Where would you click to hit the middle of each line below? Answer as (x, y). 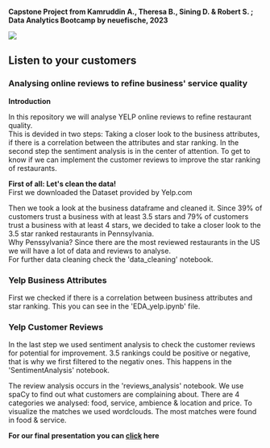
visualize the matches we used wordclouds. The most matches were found (133, 412)
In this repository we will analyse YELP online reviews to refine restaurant (130, 117)
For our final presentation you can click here (84, 436)
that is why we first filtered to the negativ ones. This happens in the (120, 362)
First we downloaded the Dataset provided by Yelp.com (100, 192)
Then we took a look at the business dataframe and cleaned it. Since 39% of (135, 208)
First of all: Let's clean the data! (62, 184)
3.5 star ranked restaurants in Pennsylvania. (81, 234)
